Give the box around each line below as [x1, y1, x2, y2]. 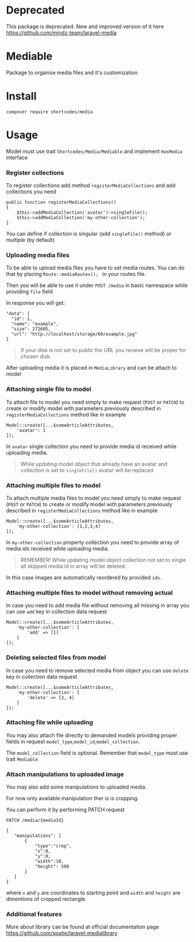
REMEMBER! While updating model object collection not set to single [20, 556, 186, 563]
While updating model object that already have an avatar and [20, 460, 168, 467]
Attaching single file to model [6, 385, 92, 393]
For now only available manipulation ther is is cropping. [6, 795, 139, 802]
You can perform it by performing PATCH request [6, 806, 125, 813]
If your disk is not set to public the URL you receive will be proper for [20, 347, 186, 354]
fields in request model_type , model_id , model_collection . [6, 738, 141, 745]
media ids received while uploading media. [6, 545, 110, 552]
